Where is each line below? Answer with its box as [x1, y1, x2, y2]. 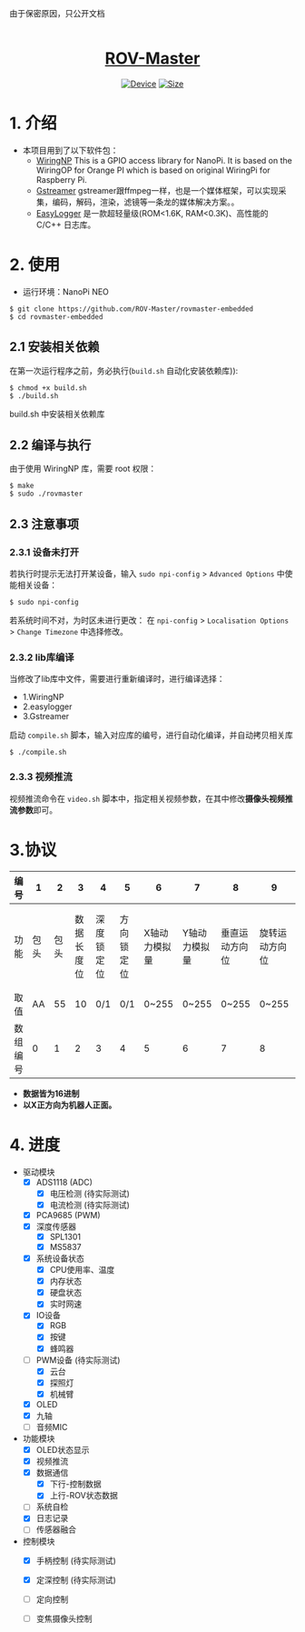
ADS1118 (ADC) [35, 1176, 93, 1187]
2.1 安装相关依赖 [9, 339, 100, 355]
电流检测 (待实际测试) [49, 1199, 130, 1210]
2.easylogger [22, 701, 73, 712]
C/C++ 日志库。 [35, 219, 96, 230]
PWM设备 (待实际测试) [35, 1354, 121, 1366]
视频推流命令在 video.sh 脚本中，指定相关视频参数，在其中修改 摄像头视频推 [9, 793, 293, 804]
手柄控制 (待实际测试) [35, 1555, 116, 1566]
